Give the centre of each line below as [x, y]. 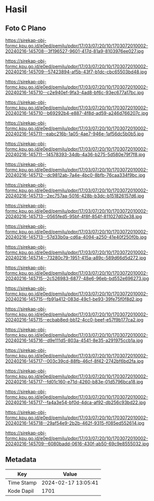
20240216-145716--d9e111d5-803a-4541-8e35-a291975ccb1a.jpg [74, 340]
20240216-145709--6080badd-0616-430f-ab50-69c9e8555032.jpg [77, 444]
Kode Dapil [21, 491]
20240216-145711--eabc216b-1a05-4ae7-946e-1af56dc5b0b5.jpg [74, 134]
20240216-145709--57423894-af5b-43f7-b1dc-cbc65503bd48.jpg [76, 72]
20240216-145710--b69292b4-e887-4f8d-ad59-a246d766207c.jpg [77, 113]
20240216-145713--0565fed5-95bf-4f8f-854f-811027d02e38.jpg [74, 216]
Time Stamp [22, 483]
